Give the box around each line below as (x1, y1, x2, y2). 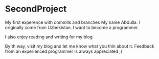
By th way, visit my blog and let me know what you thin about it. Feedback (5, 43, 155, 49)
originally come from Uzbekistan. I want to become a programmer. (5, 24, 139, 30)
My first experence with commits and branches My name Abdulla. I (5, 19, 140, 25)
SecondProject (5, 3, 67, 15)
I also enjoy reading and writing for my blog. (5, 34, 94, 40)
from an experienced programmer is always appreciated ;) (5, 48, 122, 54)
